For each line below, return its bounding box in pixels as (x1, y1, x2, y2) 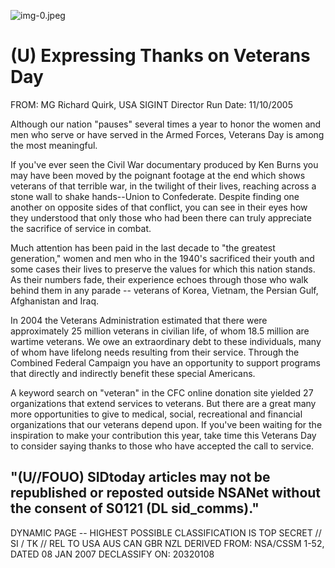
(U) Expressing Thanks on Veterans (10, 45, 311, 67)
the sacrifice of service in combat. (10, 222, 152, 234)
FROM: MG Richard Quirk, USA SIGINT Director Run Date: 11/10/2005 (10, 98, 293, 110)
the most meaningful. (10, 139, 98, 151)
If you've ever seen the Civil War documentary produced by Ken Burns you (10, 158, 319, 170)
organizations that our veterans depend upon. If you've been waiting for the (10, 418, 323, 430)
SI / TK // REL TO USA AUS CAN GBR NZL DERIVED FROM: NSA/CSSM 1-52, (10, 537, 325, 549)
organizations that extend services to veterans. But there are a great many (10, 397, 317, 409)
